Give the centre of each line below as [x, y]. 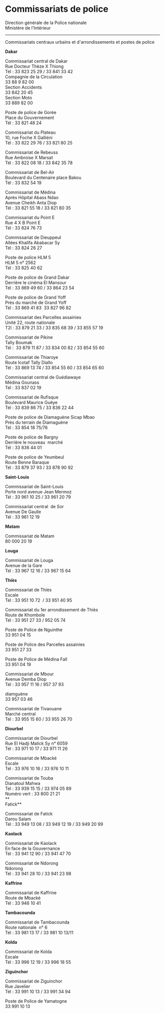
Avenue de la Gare [24, 565]
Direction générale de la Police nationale [46, 23]
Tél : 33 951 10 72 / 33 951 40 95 [39, 600]
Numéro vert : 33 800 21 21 [33, 794]
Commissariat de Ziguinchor [34, 981]
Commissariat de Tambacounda [37, 922]
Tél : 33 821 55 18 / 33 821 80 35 [38, 208]
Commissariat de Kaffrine [31, 893]
